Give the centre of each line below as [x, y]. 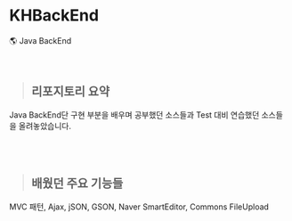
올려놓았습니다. [45, 126]
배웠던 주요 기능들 [77, 184]
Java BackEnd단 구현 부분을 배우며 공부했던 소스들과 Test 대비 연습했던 [134, 115]
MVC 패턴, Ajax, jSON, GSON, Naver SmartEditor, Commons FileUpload [139, 207]
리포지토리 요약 [70, 91]
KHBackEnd [54, 16]
